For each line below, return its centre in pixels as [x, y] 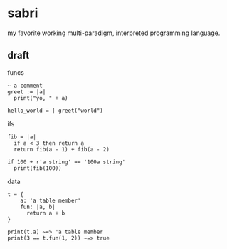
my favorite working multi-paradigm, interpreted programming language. [114, 33]
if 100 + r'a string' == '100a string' [67, 162]
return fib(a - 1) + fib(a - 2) [62, 149]
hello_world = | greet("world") [55, 111]
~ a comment [25, 86]
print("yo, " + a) [41, 98]
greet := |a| [27, 92]
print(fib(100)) [38, 168]
